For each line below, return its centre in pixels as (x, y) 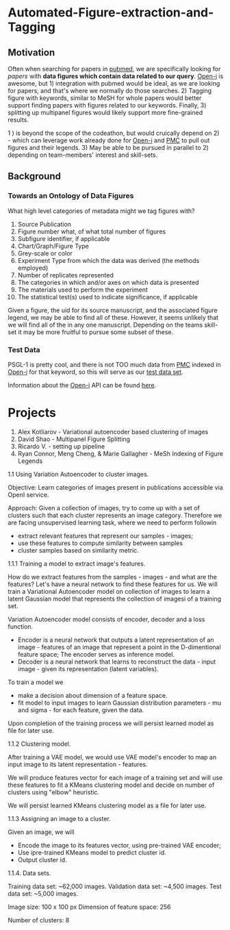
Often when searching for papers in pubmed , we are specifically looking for (114, 69)
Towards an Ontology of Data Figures (71, 196)
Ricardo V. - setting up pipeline (61, 446)
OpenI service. (28, 494)
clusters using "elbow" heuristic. (54, 792)
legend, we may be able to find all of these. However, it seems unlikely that (113, 317)
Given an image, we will (41, 832)
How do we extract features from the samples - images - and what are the (113, 577)
